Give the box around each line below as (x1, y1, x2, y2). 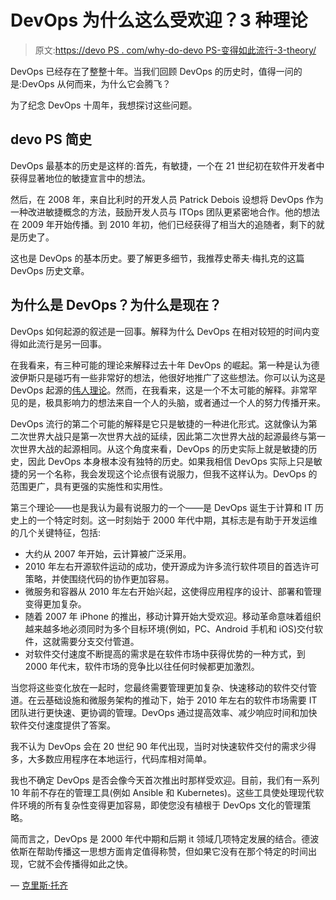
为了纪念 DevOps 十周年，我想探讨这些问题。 (10, 99, 198, 111)
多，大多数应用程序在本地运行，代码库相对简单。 (10, 752, 212, 765)
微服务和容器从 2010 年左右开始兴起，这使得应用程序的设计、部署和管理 (24, 585, 322, 597)
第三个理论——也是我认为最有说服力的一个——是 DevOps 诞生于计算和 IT (10, 501, 313, 513)
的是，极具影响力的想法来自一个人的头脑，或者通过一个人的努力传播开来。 (18, 396, 326, 408)
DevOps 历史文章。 (10, 264, 90, 276)
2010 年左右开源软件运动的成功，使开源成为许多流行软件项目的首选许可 (24, 560, 320, 572)
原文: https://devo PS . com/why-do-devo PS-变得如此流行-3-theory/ (34, 44, 317, 56)
